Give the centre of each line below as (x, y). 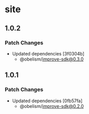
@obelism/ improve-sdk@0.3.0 (52, 59)
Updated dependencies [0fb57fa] (47, 101)
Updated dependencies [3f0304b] (48, 53)
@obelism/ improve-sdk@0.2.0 (52, 106)
